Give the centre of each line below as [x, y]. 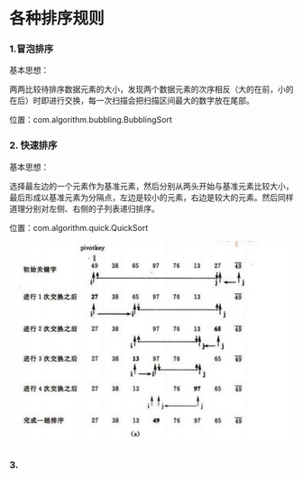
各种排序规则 [57, 18]
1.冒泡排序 [32, 49]
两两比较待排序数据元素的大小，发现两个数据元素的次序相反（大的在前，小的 [151, 89]
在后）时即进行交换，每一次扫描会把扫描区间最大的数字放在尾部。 [132, 101]
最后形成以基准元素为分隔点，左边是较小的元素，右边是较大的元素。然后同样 [151, 197]
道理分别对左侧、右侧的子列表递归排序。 [84, 208]
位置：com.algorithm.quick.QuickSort [79, 227]
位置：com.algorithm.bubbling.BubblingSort [91, 120]
